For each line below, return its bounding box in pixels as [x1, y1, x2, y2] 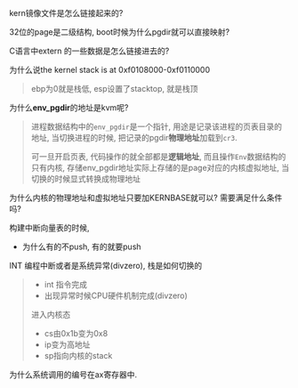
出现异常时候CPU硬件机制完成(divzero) [44, 290, 189, 301]
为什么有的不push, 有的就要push [21, 241, 141, 252]
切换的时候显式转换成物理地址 [30, 174, 141, 184]
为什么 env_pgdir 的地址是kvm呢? [9, 102, 129, 113]
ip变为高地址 [44, 339, 91, 350]
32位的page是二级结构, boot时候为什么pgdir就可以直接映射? [9, 27, 230, 37]
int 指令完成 [44, 279, 87, 289]
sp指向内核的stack [44, 351, 113, 360]
